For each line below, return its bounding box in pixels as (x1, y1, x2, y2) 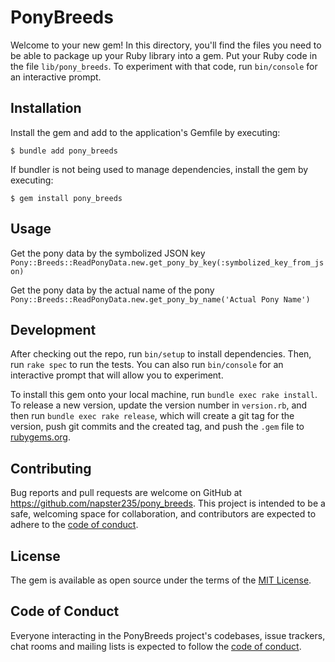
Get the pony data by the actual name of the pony (10, 284, 215, 296)
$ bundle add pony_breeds (10, 146, 118, 156)
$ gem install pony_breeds (10, 193, 123, 203)
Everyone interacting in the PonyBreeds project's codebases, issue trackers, (10, 629, 326, 641)
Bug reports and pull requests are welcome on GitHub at (10, 487, 243, 499)
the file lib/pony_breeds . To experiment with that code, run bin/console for (10, 60, 318, 72)
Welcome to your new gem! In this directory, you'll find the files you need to (10, 39, 322, 51)
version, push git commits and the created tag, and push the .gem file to (10, 421, 305, 433)
